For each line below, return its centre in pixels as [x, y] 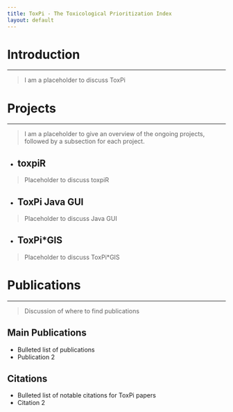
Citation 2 [31, 403]
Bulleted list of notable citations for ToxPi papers [86, 395]
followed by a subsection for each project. [84, 141]
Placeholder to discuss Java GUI [71, 219]
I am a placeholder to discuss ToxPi [75, 80]
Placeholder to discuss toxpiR [67, 180]
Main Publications [47, 333]
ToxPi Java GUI [50, 202]
